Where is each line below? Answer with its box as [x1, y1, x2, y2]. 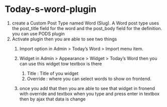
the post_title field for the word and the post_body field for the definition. [12, 25, 162, 31]
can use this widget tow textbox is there [19, 60, 102, 66]
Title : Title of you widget [27, 70, 79, 76]
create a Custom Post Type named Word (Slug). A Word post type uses [12, 20, 159, 26]
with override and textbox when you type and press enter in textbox [19, 90, 160, 96]
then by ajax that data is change [19, 96, 86, 102]
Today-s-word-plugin [5, 3, 97, 15]
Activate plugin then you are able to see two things [12, 36, 117, 42]
